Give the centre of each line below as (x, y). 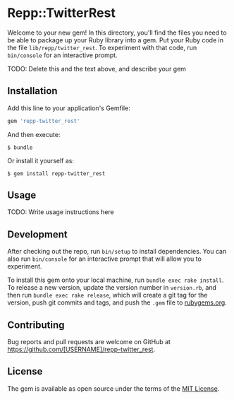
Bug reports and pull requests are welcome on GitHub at (89, 342)
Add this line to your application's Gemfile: (69, 108)
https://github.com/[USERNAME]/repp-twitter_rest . (81, 349)
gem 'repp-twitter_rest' (44, 121)
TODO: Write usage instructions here (61, 212)
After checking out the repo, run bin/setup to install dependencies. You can (117, 252)
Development (38, 234)
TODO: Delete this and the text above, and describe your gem (97, 69)
